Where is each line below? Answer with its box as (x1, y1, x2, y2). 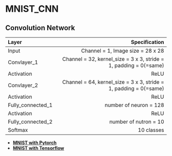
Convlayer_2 (8, 82, 38, 88)
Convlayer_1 (8, 59, 38, 65)
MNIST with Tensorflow (12, 145, 64, 151)
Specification (131, 39, 164, 46)
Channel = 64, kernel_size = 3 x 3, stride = (62, 79, 164, 85)
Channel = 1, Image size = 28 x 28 (81, 47, 164, 54)
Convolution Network (5, 24, 75, 32)
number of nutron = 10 (109, 118, 164, 125)
